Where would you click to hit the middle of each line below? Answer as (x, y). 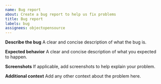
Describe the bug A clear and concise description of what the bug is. (76, 42)
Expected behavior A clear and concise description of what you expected (81, 52)
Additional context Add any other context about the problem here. (73, 76)
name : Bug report (23, 10)
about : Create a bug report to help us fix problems (61, 14)
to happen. (16, 57)
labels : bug (17, 23)
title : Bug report (24, 19)
